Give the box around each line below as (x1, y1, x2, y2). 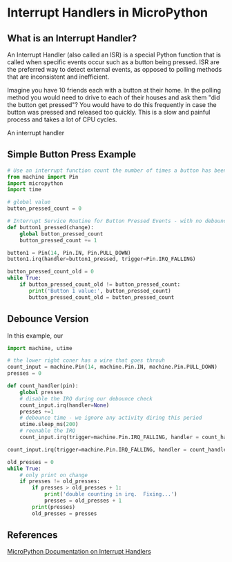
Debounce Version (7, 313, 89, 325)
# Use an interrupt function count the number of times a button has (7, 167, 212, 174)
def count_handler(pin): (7, 382, 79, 389)
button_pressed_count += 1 (19, 237, 97, 244)
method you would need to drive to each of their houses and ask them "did (7, 93, 220, 101)
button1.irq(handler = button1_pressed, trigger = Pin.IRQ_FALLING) (7, 255, 196, 263)
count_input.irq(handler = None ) (19, 402, 110, 409)
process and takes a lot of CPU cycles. (7, 115, 117, 124)
